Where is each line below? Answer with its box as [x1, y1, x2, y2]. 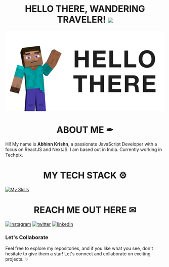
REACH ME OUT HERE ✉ [33, 204, 137, 216]
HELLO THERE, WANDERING [25, 3, 145, 15]
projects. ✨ [5, 256, 29, 262]
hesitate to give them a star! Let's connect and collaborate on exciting [5, 251, 151, 257]
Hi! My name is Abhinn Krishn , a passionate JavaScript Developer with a [5, 141, 157, 147]
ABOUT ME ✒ [56, 124, 114, 136]
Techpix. [5, 152, 24, 158]
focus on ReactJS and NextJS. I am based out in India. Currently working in [5, 146, 162, 153]
